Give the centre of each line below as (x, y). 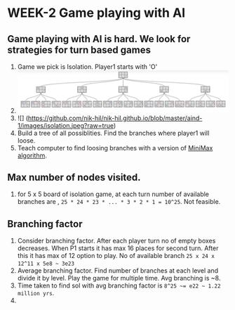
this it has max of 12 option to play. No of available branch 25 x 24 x (116, 256)
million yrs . (36, 293)
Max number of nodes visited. (74, 177)
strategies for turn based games (79, 50)
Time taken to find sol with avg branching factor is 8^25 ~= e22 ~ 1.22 (119, 285)
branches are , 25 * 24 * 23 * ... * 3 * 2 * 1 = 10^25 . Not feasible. (119, 202)
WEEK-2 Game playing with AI (96, 13)
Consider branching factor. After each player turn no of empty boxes (116, 241)
